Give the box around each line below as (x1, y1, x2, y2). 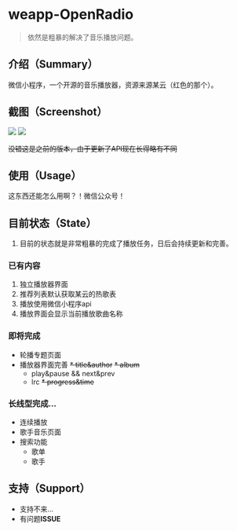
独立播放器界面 (19, 280, 68, 289)
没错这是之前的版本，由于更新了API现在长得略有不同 (8, 144, 178, 153)
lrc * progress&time (31, 377, 94, 386)
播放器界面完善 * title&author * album (19, 360, 140, 369)
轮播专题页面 (19, 350, 61, 359)
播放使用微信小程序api (19, 299, 92, 309)
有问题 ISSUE (19, 514, 61, 523)
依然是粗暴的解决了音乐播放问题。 (27, 32, 138, 42)
